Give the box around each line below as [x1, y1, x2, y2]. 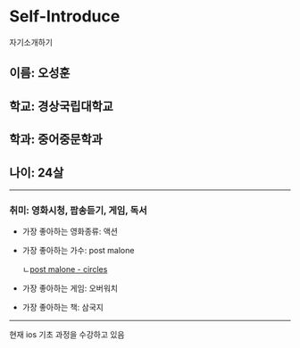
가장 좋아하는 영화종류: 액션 [21, 226, 119, 237]
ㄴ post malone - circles [21, 264, 108, 275]
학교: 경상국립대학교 [9, 98, 113, 113]
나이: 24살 [9, 165, 64, 180]
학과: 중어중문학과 [9, 132, 103, 147]
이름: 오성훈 [9, 65, 71, 81]
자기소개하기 [9, 37, 54, 47]
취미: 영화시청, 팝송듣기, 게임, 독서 [9, 203, 147, 216]
